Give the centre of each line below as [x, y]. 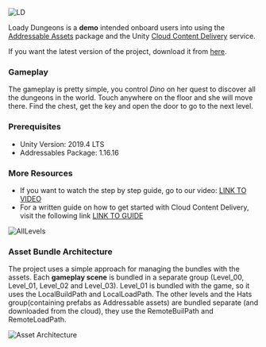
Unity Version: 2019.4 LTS [62, 144]
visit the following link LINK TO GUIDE [81, 215]
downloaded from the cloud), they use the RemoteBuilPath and [111, 311]
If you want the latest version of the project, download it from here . [118, 51]
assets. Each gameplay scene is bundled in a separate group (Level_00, [126, 277]
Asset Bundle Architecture [60, 252]
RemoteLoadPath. [37, 320]
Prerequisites [35, 127]
